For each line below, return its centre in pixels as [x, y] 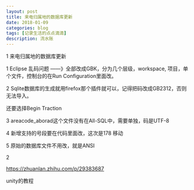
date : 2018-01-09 [27, 22]
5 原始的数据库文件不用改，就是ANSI [50, 145]
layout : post [22, 11]
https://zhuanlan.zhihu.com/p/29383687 [55, 169]
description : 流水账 [30, 39]
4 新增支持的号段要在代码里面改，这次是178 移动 [64, 133]
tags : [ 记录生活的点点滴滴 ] [36, 33]
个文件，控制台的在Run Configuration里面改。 [62, 76]
